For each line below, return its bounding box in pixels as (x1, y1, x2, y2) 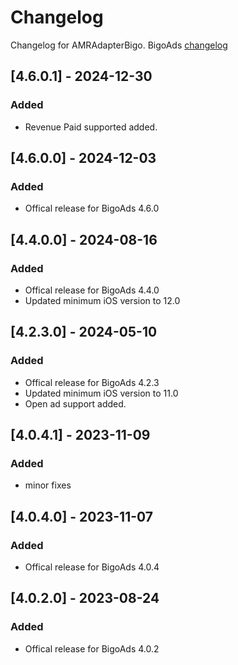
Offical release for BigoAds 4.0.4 (24, 561, 160, 573)
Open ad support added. (24, 397, 127, 410)
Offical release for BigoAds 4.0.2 (24, 642, 160, 655)
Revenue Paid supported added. (24, 121, 158, 133)
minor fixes (24, 479, 72, 491)
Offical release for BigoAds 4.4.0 (24, 284, 160, 296)
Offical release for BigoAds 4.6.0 (24, 202, 160, 215)
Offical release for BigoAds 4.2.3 (24, 376, 160, 388)
